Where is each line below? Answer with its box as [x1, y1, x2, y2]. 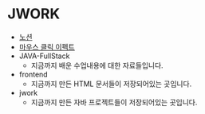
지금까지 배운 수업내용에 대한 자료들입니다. [30, 61, 164, 70]
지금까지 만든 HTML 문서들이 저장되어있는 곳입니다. [30, 79, 192, 88]
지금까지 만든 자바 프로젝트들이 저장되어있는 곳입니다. [30, 97, 198, 107]
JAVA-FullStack [18, 51, 70, 61]
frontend [18, 69, 49, 79]
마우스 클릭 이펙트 [18, 41, 75, 52]
